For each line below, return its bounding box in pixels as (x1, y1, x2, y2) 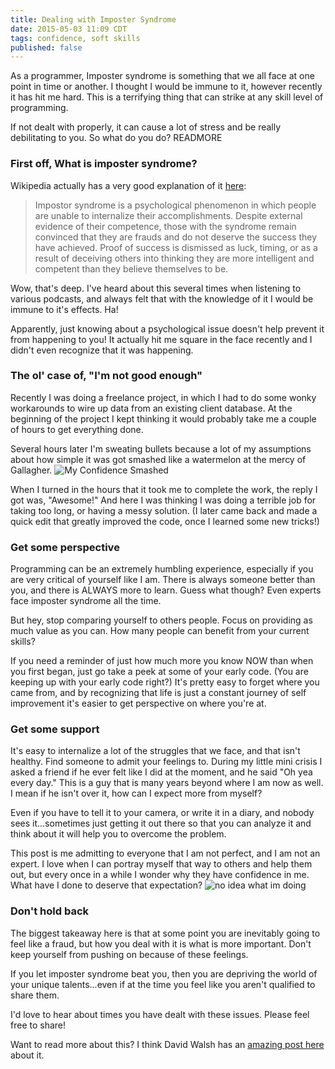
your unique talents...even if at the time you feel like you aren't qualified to (10, 978, 316, 990)
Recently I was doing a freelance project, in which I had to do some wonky (10, 391, 317, 403)
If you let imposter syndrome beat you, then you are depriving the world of (10, 967, 318, 980)
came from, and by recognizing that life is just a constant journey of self (10, 687, 307, 699)
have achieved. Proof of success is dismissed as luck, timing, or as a (34, 241, 318, 253)
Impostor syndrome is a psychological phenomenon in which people (34, 199, 317, 211)
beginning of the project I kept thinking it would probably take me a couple (10, 412, 317, 425)
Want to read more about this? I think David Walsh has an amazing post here (10, 1038, 325, 1050)
